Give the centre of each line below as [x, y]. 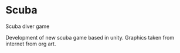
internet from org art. [31, 44]
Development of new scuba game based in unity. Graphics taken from [90, 37]
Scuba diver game [28, 26]
